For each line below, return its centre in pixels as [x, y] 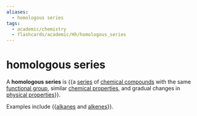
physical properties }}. [33, 95]
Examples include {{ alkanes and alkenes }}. [60, 107]
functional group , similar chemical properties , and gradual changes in [93, 89]
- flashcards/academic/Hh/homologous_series [69, 35]
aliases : [17, 12]
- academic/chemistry [39, 29]
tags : [13, 23]
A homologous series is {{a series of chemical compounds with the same [99, 82]
